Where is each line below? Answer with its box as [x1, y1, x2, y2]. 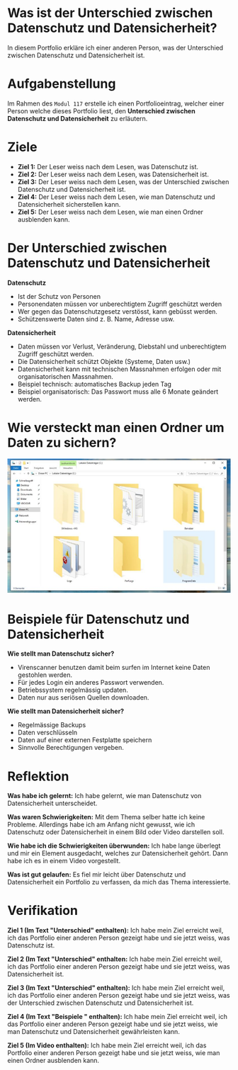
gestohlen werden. [17, 671, 73, 679]
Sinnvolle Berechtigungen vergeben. [17, 744, 124, 752]
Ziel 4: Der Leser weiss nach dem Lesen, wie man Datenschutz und [17, 193, 215, 201]
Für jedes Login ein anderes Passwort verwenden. [17, 678, 164, 687]
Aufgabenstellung [7, 76, 116, 92]
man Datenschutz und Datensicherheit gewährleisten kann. [7, 1028, 181, 1036]
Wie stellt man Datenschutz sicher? [7, 649, 115, 658]
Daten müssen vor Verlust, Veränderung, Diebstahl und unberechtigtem [17, 342, 227, 351]
